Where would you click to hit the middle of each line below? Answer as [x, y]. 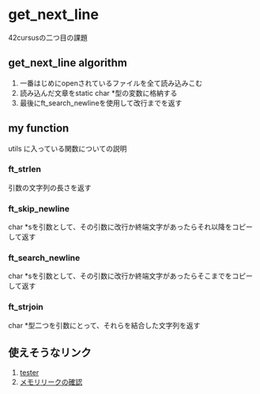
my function [39, 128]
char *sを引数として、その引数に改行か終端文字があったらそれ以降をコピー [130, 227]
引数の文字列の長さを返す [50, 187]
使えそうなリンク [50, 353]
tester [29, 372]
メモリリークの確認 [51, 381]
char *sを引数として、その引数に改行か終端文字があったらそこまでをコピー [130, 276]
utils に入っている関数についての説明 [68, 148]
